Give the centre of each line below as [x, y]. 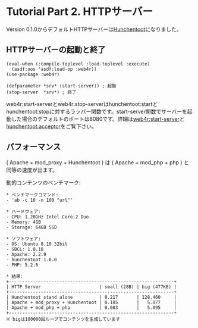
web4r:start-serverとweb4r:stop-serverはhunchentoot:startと [82, 104]
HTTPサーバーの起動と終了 [56, 50]
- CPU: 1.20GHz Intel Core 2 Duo [48, 217]
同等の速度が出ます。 [32, 170]
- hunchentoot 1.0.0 [32, 260]
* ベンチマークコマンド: [32, 195]
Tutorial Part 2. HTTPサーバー [80, 12]
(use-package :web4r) [33, 74]
